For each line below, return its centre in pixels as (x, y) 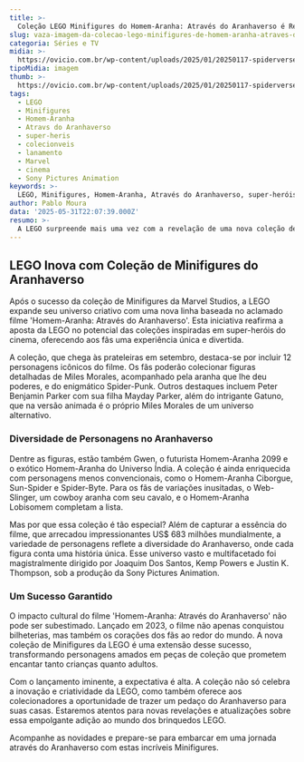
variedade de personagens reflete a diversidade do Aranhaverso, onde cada (152, 543)
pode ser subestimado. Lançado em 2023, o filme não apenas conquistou (147, 625)
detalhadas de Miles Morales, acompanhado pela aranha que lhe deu (138, 376)
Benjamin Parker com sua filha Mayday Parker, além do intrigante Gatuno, (147, 396)
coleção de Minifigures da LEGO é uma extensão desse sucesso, (130, 644)
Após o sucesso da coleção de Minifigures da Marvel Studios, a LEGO (140, 301)
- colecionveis (46, 144)
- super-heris (44, 136)
